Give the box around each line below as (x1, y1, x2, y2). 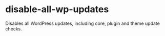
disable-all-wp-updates (5, 4, 109, 15)
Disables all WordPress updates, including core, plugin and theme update (5, 20, 160, 26)
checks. (5, 25, 22, 31)
